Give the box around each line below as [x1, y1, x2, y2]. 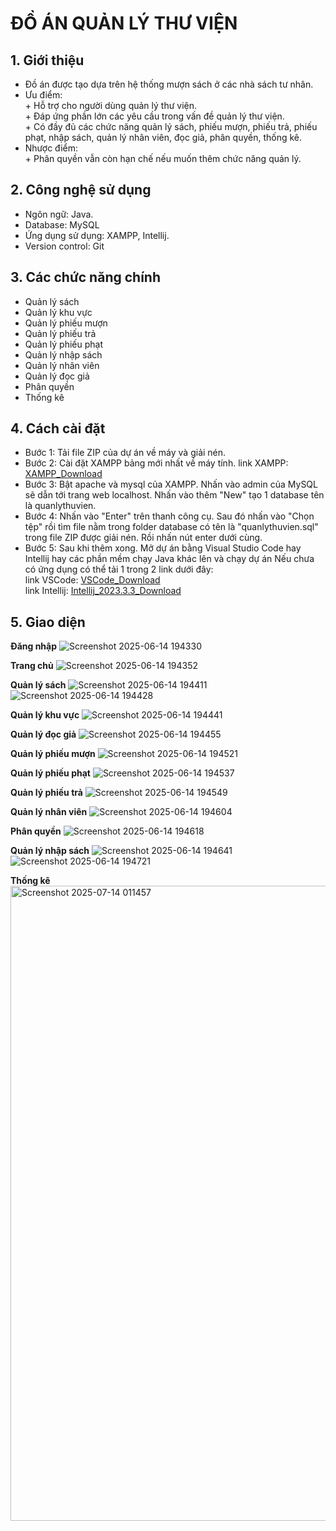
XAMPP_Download [24, 468, 103, 480]
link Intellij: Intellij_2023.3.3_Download [24, 585, 182, 597]
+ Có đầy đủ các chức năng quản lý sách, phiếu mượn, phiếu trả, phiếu [24, 121, 318, 132]
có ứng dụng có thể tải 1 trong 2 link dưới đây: [24, 563, 214, 576]
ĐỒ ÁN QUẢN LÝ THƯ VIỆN [10, 12, 238, 35]
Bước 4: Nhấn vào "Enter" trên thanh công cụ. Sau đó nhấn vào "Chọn [24, 510, 315, 522]
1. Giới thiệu [10, 52, 85, 69]
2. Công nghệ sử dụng [10, 182, 152, 199]
